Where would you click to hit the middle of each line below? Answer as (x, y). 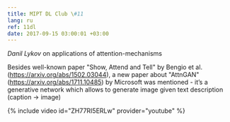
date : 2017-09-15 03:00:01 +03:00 (58, 33)
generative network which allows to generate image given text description (115, 90)
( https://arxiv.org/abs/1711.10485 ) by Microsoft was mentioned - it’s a (108, 83)
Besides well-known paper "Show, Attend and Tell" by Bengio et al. (105, 67)
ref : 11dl (22, 27)
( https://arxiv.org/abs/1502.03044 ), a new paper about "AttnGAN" (103, 75)
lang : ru (20, 20)
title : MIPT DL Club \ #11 (45, 14)
